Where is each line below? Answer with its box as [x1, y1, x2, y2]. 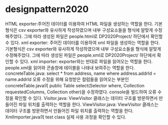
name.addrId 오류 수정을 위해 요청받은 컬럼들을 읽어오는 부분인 [5, 76, 129, 82]
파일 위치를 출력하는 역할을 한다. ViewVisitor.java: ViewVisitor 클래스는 [18, 101, 159, 107]
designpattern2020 [5, 4, 89, 15]
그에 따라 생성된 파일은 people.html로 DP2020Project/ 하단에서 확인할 [24, 33, 163, 39]
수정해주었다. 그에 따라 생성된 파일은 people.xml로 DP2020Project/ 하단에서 [5, 52, 156, 58]
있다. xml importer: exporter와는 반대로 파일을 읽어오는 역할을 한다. [20, 58, 153, 64]
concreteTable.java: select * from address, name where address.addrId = [5, 70, 156, 76]
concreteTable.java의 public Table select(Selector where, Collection [5, 82, 144, 88]
